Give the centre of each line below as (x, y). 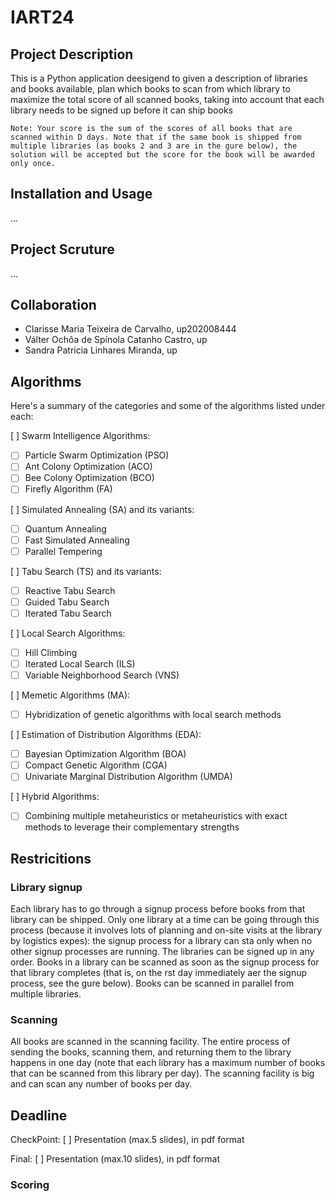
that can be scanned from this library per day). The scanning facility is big (162, 1073)
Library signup (46, 887)
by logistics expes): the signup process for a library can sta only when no (161, 941)
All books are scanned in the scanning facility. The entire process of (150, 1042)
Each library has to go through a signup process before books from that (158, 909)
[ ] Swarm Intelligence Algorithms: (80, 436)
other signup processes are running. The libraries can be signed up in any (162, 952)
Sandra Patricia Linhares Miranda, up (101, 350)
